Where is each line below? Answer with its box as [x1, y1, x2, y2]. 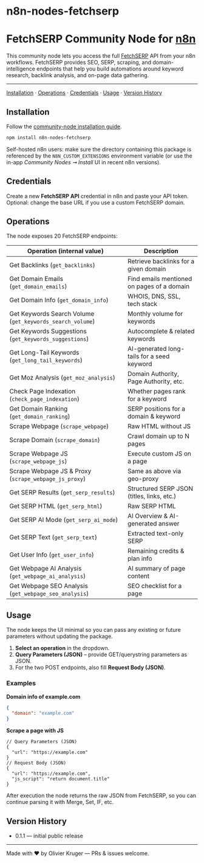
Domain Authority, [127, 370, 179, 378]
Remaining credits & [127, 547, 185, 555]
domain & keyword [127, 412, 181, 421]
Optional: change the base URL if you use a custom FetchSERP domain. [6, 199, 185, 206]
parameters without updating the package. [6, 633, 114, 640]
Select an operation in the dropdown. [15, 645, 110, 652]
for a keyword [127, 395, 167, 403]
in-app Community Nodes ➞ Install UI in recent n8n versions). [6, 158, 161, 165]
